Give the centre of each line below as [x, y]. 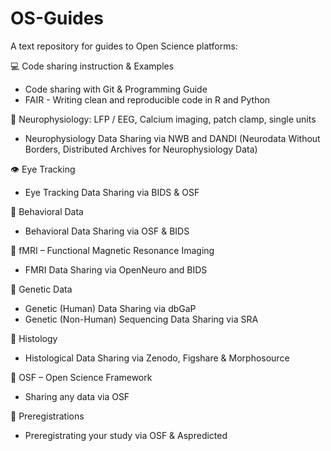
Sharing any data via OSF [77, 396]
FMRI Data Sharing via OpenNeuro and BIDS [116, 269]
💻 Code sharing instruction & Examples [92, 66]
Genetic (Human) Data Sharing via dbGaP [110, 308]
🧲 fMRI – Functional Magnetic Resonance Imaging [112, 250]
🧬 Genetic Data [41, 289]
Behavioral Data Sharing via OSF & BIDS [107, 231]
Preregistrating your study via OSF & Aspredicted [126, 435]
